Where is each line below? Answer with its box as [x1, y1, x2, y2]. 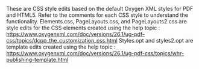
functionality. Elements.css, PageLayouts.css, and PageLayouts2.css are [6, 18, 187, 25]
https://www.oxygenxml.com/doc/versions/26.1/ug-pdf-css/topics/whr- [6, 50, 185, 56]
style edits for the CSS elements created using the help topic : [6, 24, 160, 31]
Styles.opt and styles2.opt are [118, 37, 194, 44]
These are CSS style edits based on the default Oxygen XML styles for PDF [6, 5, 194, 12]
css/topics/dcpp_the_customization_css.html [6, 37, 118, 44]
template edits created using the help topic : [6, 43, 116, 50]
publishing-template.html [6, 56, 69, 63]
